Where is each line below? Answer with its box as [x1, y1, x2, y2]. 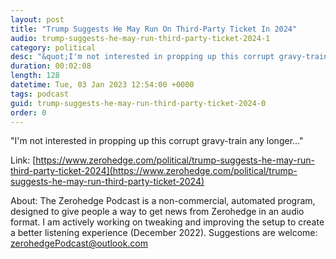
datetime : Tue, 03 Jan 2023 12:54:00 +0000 [10, 80, 195, 90]
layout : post [10, 14, 65, 25]
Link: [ [10, 154, 37, 166]
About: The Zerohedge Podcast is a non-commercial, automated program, [10, 195, 316, 207]
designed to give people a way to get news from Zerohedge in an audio [10, 206, 305, 218]
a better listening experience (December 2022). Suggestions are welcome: [10, 227, 318, 239]
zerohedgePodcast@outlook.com [10, 237, 149, 250]
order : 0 [10, 107, 47, 118]
